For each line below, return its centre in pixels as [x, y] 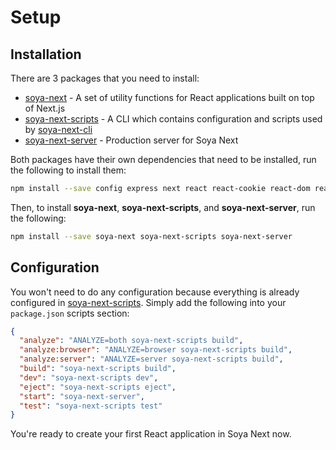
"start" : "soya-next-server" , [82, 396]
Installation [46, 54]
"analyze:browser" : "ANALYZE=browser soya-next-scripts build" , [156, 350]
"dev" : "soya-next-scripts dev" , [89, 377]
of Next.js [45, 108]
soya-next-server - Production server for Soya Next [131, 140]
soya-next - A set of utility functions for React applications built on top [169, 97]
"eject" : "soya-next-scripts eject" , [98, 387]
